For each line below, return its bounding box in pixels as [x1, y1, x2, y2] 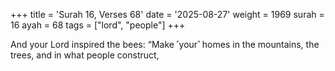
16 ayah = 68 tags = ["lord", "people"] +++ [10, 19, 186, 31]
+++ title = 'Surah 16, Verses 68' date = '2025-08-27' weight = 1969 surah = [10, 9, 325, 20]
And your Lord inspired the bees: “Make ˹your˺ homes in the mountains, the [10, 39, 320, 50]
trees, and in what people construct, [10, 49, 160, 61]
